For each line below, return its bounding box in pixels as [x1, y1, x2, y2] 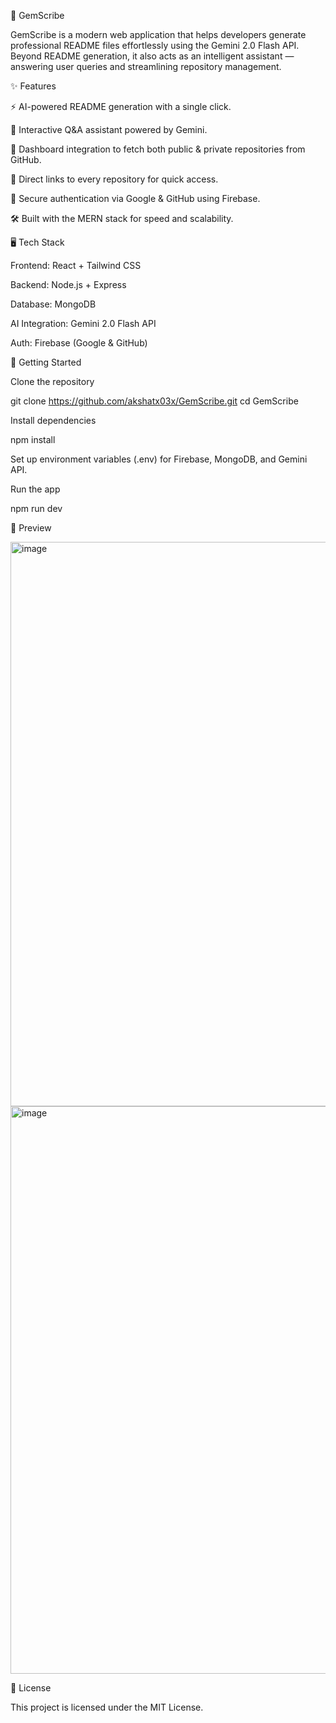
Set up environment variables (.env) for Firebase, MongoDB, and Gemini [10, 453, 308, 465]
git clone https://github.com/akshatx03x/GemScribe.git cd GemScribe [10, 395, 299, 407]
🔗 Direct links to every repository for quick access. [10, 173, 219, 185]
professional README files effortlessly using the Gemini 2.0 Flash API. [10, 40, 300, 51]
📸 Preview [10, 522, 52, 534]
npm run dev [10, 503, 63, 514]
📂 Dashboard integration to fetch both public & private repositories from [10, 143, 306, 155]
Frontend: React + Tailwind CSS [10, 260, 142, 271]
